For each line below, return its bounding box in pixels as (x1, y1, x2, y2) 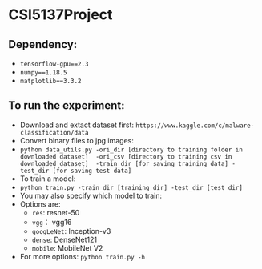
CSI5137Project (8, 6, 113, 24)
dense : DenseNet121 (31, 235, 98, 244)
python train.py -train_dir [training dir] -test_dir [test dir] (19, 183, 243, 191)
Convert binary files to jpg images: (19, 135, 135, 145)
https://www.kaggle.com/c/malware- (135, 122, 255, 130)
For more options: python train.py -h (19, 251, 146, 261)
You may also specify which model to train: (19, 191, 163, 200)
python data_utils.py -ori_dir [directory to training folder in (19, 146, 243, 154)
